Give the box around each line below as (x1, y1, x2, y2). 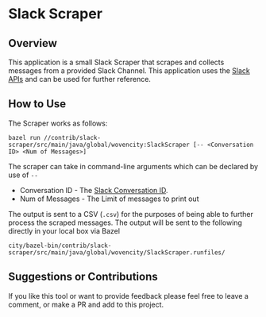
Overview (8, 37, 58, 50)
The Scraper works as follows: (8, 118, 108, 128)
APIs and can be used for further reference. (8, 75, 151, 83)
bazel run (8, 133, 41, 141)
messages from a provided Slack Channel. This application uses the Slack (8, 66, 250, 75)
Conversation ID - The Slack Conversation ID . (19, 185, 168, 195)
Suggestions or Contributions (8, 270, 159, 284)
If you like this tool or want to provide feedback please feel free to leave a (8, 291, 249, 300)
